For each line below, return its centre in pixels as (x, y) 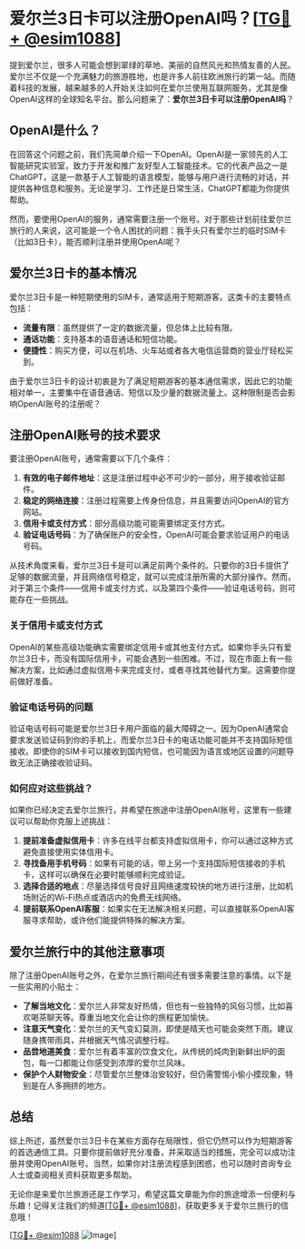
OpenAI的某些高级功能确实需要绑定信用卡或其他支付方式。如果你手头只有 (147, 647)
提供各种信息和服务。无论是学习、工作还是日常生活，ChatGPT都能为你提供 (150, 188)
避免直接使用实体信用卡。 (70, 852)
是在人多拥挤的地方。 (70, 1086)
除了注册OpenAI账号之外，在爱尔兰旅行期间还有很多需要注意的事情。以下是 (151, 975)
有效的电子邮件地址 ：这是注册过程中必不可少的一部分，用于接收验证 (150, 478)
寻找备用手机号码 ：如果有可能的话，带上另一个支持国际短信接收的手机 (154, 863)
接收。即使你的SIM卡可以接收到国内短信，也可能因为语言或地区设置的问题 (148, 750)
